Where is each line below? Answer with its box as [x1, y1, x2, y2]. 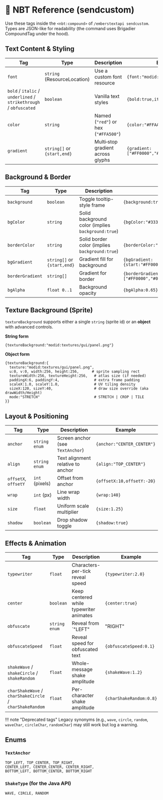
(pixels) [33, 480, 51, 487]
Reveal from [72, 620, 99, 626]
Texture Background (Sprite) [5, 306, 93, 314]
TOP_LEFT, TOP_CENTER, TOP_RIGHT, [5, 760, 75, 765]
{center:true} [105, 601, 137, 606]
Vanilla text [94, 93, 120, 99]
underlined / [7, 93, 35, 100]
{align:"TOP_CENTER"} [96, 461, 146, 467]
